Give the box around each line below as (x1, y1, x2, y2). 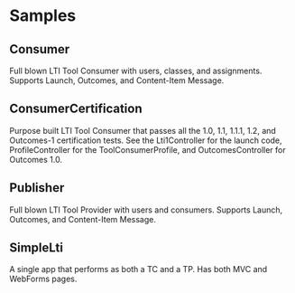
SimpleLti (9, 241, 63, 256)
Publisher (9, 180, 65, 195)
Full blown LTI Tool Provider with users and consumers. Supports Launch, (9, 204, 283, 215)
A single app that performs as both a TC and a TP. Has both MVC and (9, 264, 268, 275)
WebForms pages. (9, 273, 78, 285)
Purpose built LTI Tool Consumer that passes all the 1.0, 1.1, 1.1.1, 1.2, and (9, 125, 277, 136)
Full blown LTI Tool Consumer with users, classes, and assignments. (9, 65, 263, 76)
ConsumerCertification (9, 101, 143, 117)
